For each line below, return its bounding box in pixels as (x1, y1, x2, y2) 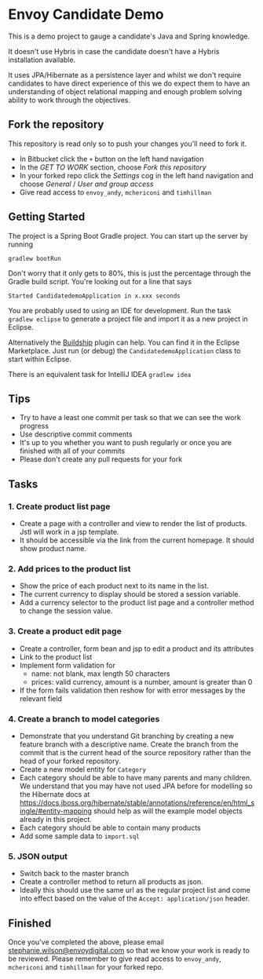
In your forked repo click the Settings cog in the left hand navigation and (19, 170, 254, 180)
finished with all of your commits (19, 446, 126, 456)
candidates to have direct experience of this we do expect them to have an (8, 79, 250, 88)
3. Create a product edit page (8, 626, 122, 637)
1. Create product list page (8, 501, 111, 512)
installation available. (8, 55, 76, 64)
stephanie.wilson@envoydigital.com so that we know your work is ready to (8, 946, 250, 955)
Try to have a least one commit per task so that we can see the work (19, 413, 241, 422)
